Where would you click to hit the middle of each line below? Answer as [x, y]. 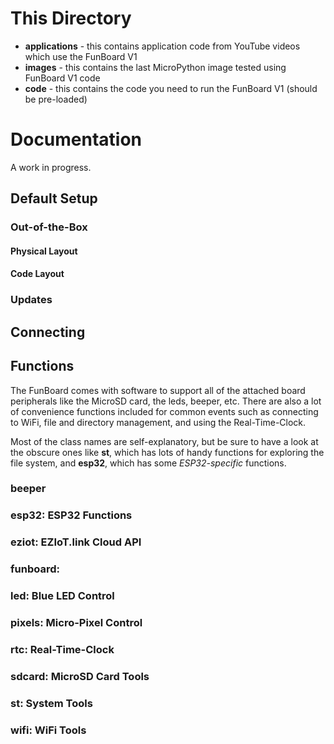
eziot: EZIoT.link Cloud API [76, 542]
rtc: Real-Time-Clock [62, 649]
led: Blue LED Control [62, 596]
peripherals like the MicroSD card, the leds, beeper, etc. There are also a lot [166, 401]
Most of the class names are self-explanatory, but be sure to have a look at [164, 441]
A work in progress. [51, 167]
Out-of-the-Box [49, 227]
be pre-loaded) [56, 99]
